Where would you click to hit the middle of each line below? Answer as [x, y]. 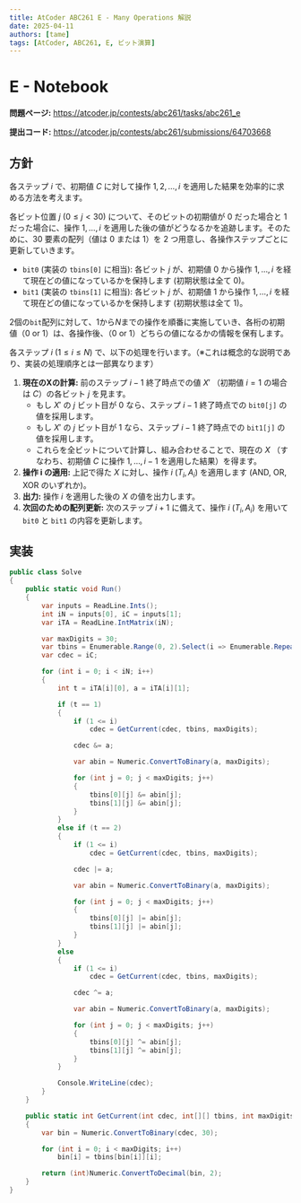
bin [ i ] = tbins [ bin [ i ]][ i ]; [110, 1157]
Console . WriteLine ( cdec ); [105, 1083]
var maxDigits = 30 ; [80, 639]
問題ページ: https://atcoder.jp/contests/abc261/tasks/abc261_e [125, 113]
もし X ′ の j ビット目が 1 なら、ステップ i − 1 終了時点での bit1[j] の [160, 427]
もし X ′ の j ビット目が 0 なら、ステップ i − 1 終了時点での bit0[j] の [161, 405]
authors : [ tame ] [39, 34]
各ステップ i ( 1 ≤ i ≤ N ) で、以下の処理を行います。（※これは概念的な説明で [146, 352]
